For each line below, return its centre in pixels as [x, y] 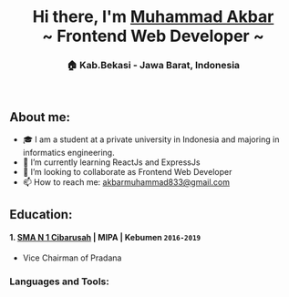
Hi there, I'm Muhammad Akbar [153, 17]
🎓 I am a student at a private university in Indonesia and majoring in [151, 139]
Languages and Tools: [59, 282]
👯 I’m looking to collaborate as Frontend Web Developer [127, 172]
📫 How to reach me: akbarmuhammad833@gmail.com [126, 182]
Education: [41, 215]
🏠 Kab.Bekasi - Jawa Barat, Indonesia [153, 66]
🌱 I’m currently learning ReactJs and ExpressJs [111, 162]
